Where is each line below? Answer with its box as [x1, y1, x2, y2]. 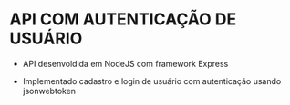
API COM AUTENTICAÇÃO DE [9, 9, 237, 30]
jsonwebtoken [22, 85, 76, 96]
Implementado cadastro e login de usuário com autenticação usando [22, 75, 282, 86]
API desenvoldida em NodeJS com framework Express [22, 58, 229, 69]
